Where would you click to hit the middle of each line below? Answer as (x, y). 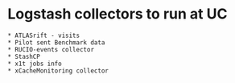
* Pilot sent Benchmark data (56, 42)
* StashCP (24, 56)
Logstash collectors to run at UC (117, 14)
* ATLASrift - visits (44, 35)
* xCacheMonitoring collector (58, 71)
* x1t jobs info (35, 64)
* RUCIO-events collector (51, 49)
